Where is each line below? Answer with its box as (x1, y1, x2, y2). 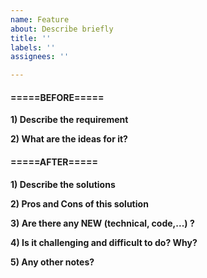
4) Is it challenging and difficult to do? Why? (10, 236, 198, 248)
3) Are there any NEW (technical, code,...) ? (10, 217, 195, 229)
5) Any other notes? (10, 256, 95, 268)
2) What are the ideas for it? (10, 133, 128, 145)
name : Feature (10, 14, 70, 25)
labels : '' (10, 42, 56, 53)
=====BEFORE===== (10, 91, 105, 103)
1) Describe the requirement (10, 114, 129, 126)
